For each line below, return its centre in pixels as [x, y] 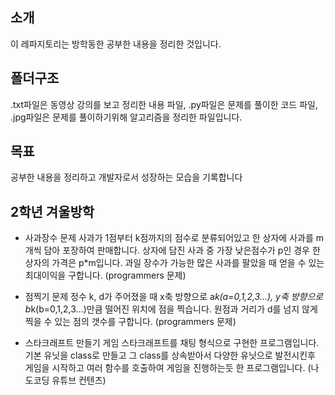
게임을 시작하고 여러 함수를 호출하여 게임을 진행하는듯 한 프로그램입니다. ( [168, 368]
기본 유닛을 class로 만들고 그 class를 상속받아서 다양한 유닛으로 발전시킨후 [170, 355]
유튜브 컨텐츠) [79, 380]
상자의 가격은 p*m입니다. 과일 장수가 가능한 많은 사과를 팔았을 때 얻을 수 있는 [174, 263]
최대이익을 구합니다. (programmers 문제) [105, 275]
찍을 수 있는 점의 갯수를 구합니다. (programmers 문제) [130, 322]
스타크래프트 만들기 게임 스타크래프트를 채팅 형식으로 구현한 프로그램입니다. [172, 343]
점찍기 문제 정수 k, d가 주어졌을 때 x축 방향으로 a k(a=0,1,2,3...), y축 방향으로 [174, 297]
